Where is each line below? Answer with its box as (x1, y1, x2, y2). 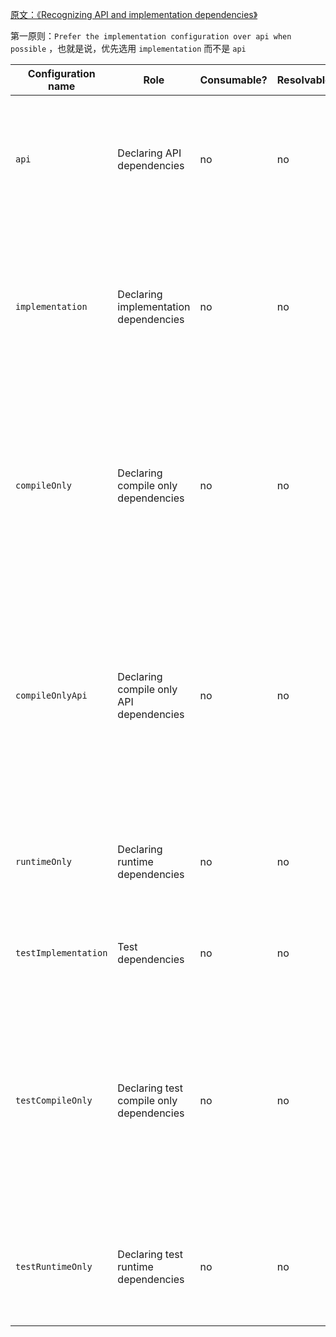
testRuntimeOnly (15, 1261, 93, 1272)
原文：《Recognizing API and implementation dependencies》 (10, 9, 258, 20)
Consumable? (199, 73, 268, 87)
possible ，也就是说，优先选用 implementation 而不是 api (10, 43, 247, 54)
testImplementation (15, 948, 108, 958)
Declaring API (117, 146, 182, 160)
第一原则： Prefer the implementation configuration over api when (10, 30, 292, 42)
